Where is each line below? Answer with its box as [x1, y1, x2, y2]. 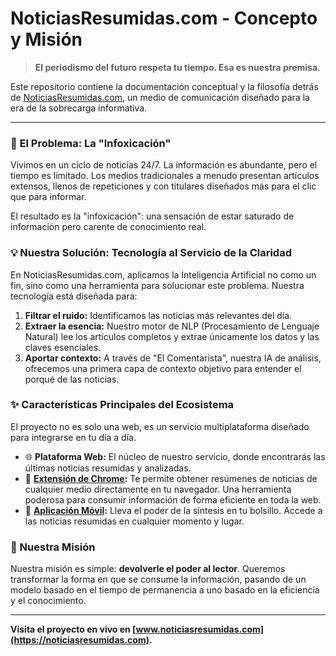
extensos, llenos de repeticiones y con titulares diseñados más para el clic [10, 180, 317, 192]
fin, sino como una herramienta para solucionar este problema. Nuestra [10, 279, 305, 291]
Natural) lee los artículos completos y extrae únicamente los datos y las [24, 330, 320, 342]
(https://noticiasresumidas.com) [10, 634, 150, 646]
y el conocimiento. [10, 595, 87, 607]
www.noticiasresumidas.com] [135, 623, 265, 636]
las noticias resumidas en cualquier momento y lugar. [24, 515, 245, 527]
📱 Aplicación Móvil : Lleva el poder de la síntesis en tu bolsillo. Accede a [24, 504, 323, 516]
